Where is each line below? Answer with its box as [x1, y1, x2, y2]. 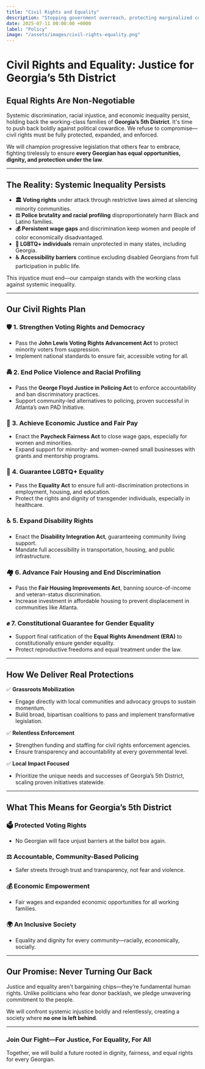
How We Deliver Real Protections [6, 669, 134, 680]
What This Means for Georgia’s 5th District [6, 802, 172, 812]
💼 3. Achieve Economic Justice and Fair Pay [6, 419, 138, 427]
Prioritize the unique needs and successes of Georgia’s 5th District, [15, 772, 185, 779]
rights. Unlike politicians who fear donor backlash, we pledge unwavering [6, 989, 191, 997]
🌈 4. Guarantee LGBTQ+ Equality [6, 468, 104, 476]
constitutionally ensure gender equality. [15, 639, 115, 647]
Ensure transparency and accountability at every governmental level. [15, 748, 189, 756]
